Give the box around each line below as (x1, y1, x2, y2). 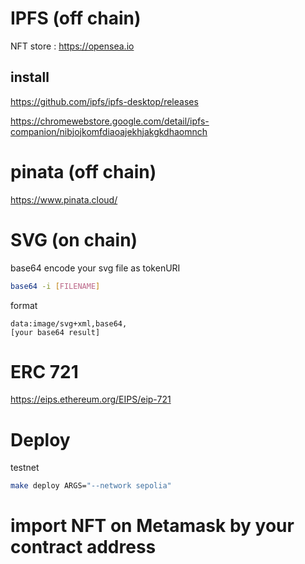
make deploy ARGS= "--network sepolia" (10, 481, 172, 491)
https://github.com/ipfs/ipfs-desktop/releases (10, 95, 199, 107)
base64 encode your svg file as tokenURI (10, 262, 181, 274)
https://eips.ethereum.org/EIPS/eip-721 (10, 393, 172, 406)
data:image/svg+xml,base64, (10, 318, 128, 329)
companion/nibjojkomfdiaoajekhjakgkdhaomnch (10, 125, 208, 137)
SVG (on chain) (10, 228, 138, 251)
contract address (10, 536, 157, 559)
